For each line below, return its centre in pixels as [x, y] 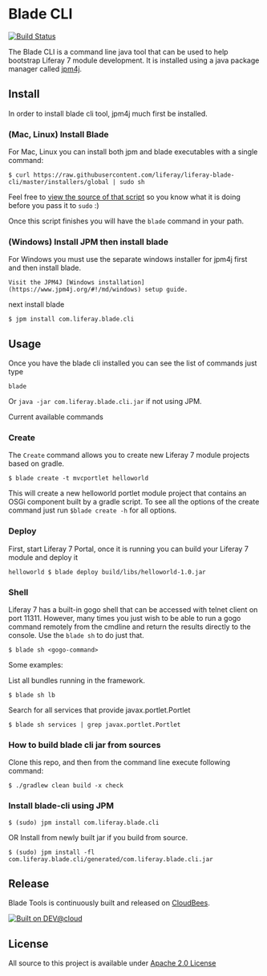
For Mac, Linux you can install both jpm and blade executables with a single [133, 152]
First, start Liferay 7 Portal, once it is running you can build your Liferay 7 [128, 549]
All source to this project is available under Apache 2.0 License [112, 963]
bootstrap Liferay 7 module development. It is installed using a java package [134, 60]
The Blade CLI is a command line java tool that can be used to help [118, 51]
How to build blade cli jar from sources [85, 745]
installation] [121, 283]
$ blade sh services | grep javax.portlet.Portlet [95, 725]
